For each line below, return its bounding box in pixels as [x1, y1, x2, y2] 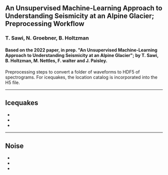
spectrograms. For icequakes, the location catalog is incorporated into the [5, 74, 158, 80]
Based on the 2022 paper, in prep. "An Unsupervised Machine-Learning [5, 47, 157, 53]
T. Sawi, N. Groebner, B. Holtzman [5, 34, 89, 41]
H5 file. [5, 79, 20, 85]
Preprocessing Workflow [5, 19, 84, 28]
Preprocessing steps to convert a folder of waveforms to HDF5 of [5, 68, 140, 74]
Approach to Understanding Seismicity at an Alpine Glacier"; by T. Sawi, [5, 52, 158, 58]
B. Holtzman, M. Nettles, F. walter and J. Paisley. [5, 57, 107, 63]
